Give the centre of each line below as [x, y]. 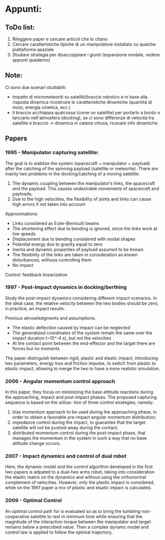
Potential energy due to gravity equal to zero [57, 244]
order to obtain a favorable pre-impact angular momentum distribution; [84, 417]
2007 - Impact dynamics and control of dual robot [66, 456]
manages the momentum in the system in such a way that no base [79, 438]
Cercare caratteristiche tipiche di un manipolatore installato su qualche [84, 44]
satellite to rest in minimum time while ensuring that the [86, 516]
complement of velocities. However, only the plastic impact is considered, [80, 482]
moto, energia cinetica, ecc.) [41, 107]
